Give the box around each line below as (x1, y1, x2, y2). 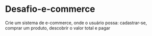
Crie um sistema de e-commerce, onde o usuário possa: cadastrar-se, (5, 20, 147, 26)
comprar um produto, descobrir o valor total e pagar (5, 25, 110, 31)
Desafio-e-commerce (5, 3, 96, 15)
